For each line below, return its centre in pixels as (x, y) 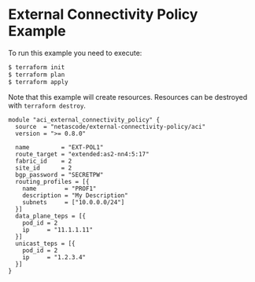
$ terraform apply (38, 82)
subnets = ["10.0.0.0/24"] (74, 202)
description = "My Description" (75, 195)
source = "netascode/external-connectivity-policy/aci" (111, 126)
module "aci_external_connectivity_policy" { (84, 119)
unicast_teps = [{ (46, 244)
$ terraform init (37, 67)
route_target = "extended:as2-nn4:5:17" (82, 154)
